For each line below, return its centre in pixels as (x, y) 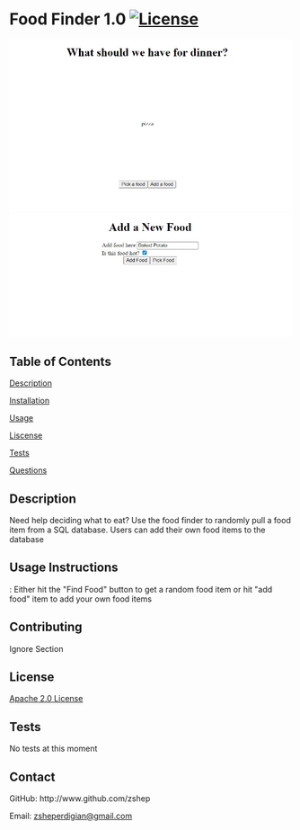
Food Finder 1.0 (68, 19)
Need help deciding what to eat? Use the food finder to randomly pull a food (150, 520)
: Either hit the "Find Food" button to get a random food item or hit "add (141, 589)
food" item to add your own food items (81, 599)
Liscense (26, 435)
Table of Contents (61, 361)
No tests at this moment (53, 749)
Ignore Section (36, 648)
